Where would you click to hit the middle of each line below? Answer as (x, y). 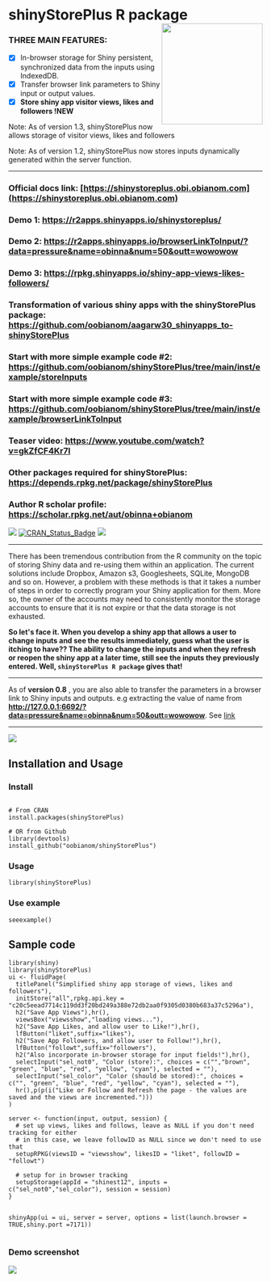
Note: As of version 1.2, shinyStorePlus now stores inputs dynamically (124, 150)
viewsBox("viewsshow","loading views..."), (90, 1020)
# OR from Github (38, 831)
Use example (34, 903)
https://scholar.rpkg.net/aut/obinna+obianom (101, 514)
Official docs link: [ (46, 188)
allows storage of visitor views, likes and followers (92, 135)
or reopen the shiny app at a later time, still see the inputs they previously (134, 658)
